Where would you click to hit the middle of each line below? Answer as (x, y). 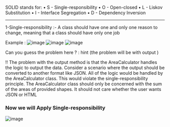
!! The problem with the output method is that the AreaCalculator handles (81, 62)
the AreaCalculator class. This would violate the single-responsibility (77, 78)
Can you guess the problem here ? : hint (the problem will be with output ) (82, 52)
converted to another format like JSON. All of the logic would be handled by (84, 73)
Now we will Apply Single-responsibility (55, 108)
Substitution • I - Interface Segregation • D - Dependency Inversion (75, 13)
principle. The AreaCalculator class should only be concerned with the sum (84, 84)
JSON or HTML (21, 94)
